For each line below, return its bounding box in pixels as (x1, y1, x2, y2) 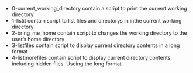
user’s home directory (11, 36, 65, 42)
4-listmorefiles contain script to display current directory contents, (11, 54, 173, 61)
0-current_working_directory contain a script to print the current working (11, 5, 187, 12)
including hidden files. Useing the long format (11, 60, 122, 67)
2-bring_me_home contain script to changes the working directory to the (11, 30, 187, 36)
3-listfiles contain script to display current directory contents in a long (11, 42, 180, 49)
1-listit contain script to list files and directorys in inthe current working (11, 17, 182, 24)
